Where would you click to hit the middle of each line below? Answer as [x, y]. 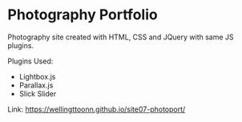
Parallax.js [36, 85]
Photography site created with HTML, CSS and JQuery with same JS [121, 37]
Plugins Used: [30, 61]
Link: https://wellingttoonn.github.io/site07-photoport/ [97, 109]
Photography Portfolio [83, 15]
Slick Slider [38, 93]
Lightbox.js [37, 76]
